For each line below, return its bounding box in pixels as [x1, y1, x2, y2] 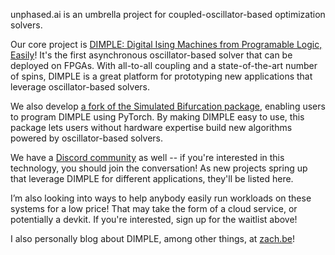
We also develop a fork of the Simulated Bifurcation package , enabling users [10, 100, 326, 112]
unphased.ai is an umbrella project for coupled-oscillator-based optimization [10, 9, 326, 20]
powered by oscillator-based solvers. [10, 132, 164, 144]
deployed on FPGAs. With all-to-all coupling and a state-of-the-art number [10, 60, 318, 71]
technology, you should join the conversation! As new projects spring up [10, 162, 308, 174]
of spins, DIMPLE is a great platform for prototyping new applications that [10, 70, 313, 82]
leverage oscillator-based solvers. [10, 81, 150, 93]
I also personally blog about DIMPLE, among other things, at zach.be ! [10, 233, 295, 244]
